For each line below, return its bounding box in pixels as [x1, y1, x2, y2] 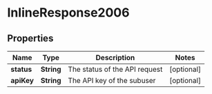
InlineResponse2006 [7, 5, 130, 21]
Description [95, 53, 135, 62]
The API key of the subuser [68, 76, 156, 85]
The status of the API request [68, 64, 163, 74]
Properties [7, 32, 54, 44]
